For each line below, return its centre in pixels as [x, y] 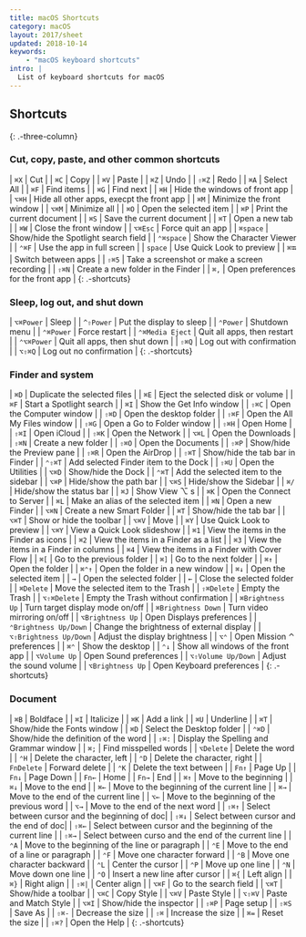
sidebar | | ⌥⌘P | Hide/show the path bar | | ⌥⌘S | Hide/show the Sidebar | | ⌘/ [152, 482]
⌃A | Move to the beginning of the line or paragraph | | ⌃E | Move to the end [149, 845]
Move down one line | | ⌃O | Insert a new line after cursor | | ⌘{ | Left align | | [151, 874]
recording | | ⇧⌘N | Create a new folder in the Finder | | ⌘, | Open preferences [153, 269]
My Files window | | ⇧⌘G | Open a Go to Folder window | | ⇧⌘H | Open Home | [151, 424]
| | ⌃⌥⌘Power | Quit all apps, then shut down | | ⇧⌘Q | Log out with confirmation [153, 342]
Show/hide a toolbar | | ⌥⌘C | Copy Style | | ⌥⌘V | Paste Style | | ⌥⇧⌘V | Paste [149, 893]
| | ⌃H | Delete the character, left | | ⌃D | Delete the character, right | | [136, 757]
